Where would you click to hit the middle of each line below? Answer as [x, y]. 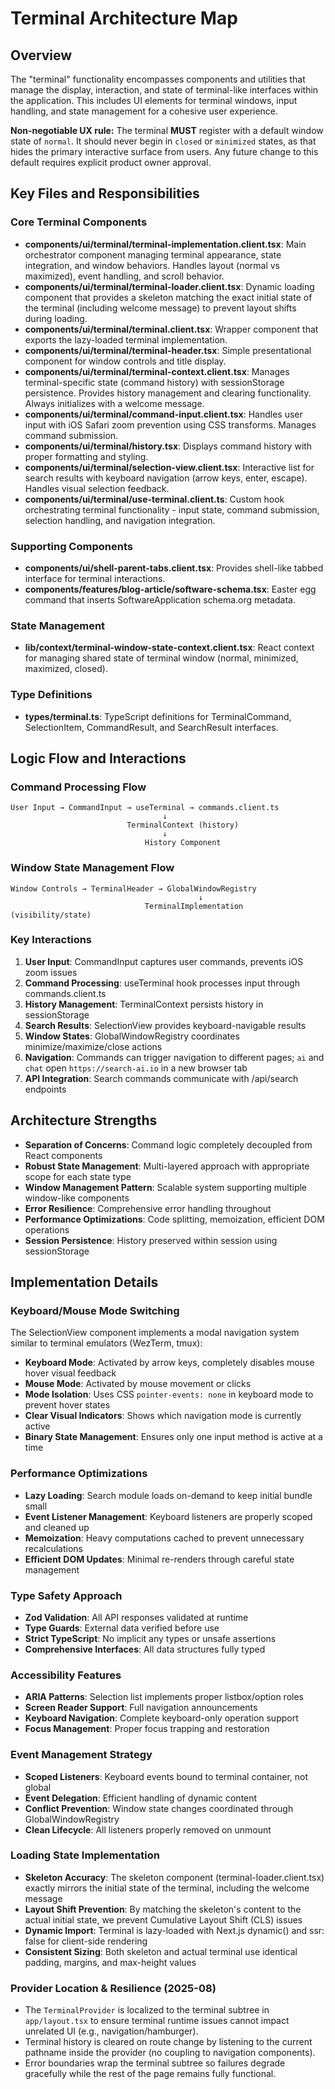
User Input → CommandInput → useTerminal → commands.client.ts [145, 808]
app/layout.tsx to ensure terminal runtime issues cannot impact [157, 2021]
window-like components [77, 1198]
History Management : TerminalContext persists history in [144, 1004]
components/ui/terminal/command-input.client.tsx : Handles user [163, 414]
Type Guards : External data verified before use [122, 1628]
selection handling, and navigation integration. [120, 520]
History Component [183, 843]
